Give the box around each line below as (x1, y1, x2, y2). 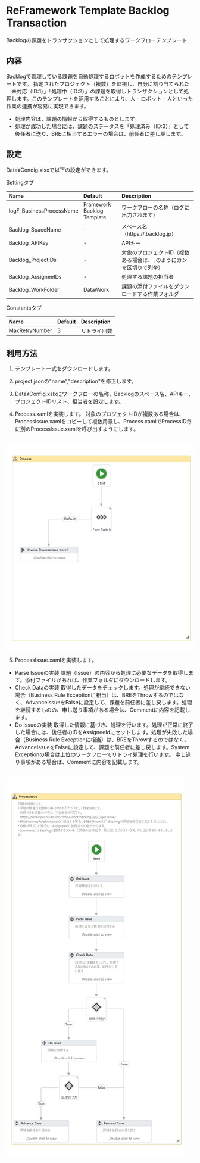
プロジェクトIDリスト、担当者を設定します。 (14, 398, 124, 405)
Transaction (6, 16, 67, 30)
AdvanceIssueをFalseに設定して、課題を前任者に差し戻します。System (14, 743, 190, 750)
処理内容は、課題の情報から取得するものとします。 (14, 115, 140, 122)
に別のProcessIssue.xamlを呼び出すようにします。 (14, 425, 139, 432)
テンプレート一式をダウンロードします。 (14, 365, 114, 372)
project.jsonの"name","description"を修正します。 (14, 378, 137, 385)
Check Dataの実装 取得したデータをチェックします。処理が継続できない (14, 684, 191, 691)
